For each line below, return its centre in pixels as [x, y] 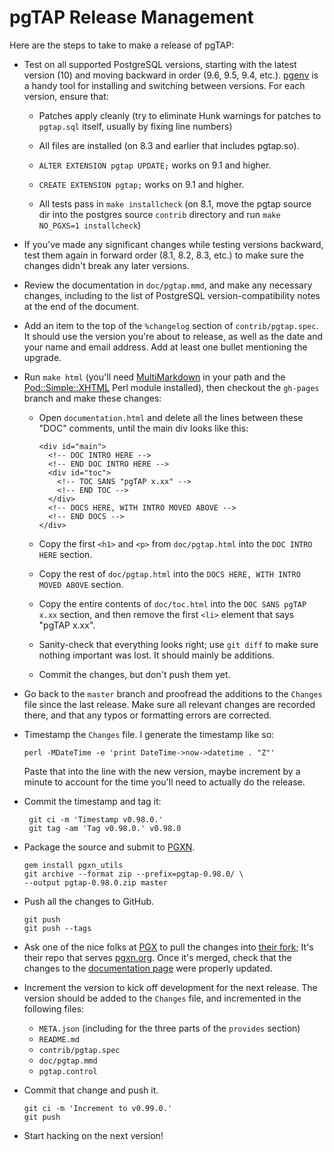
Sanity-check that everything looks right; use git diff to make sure [178, 644]
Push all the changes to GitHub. [89, 901]
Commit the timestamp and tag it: [92, 801]
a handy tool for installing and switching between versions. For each [164, 85]
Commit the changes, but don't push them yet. [134, 674]
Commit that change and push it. [91, 1090]
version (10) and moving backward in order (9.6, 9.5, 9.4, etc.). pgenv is [171, 75]
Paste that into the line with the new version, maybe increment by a [162, 771]
